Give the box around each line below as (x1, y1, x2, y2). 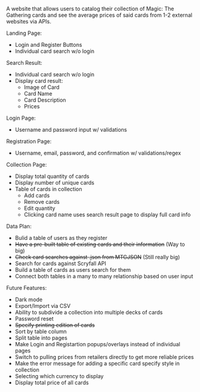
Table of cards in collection (14, 186, 82, 192)
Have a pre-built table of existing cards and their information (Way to (14, 240, 185, 248)
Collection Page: (6, 161, 47, 168)
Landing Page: (6, 29, 42, 37)
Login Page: (6, 114, 36, 121)
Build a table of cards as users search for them (14, 266, 131, 273)
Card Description (23, 96, 66, 103)
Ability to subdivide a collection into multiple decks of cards (14, 309, 163, 316)
